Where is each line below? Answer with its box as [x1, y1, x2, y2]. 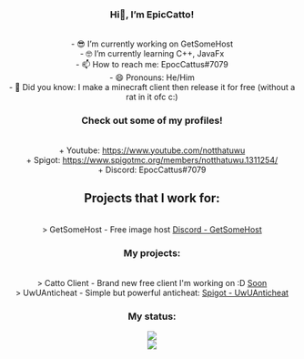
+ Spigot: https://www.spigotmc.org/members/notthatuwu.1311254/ [25, 154, 279, 165]
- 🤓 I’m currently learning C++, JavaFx [79, 48, 225, 59]
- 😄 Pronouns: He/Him [109, 72, 195, 83]
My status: [127, 310, 177, 323]
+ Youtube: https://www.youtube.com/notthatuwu [58, 145, 246, 156]
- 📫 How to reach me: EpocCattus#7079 [76, 59, 228, 70]
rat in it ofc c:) [126, 91, 178, 103]
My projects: [123, 247, 181, 260]
